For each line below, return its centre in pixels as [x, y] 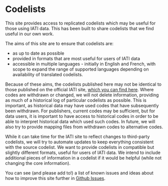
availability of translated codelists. [48, 74]
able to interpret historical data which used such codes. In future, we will [80, 121]
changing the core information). [38, 163]
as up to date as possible [38, 53]
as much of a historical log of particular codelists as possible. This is [76, 100]
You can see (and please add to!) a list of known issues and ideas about [79, 173]
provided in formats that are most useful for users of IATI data [76, 58]
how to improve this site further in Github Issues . [55, 178]
